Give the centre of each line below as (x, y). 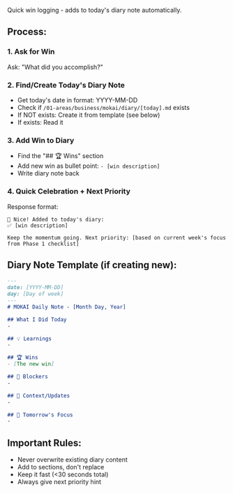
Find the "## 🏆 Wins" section (60, 156)
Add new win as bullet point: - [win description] (89, 166)
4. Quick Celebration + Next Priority (69, 191)
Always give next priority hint (59, 482)
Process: (27, 32)
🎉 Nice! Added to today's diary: (56, 219)
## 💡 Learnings (30, 338)
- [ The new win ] (31, 364)
